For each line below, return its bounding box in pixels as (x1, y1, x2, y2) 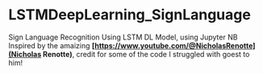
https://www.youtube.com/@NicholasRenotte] (94, 40, 256, 50)
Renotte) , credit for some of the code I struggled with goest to (43, 49, 250, 59)
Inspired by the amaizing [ (8, 40, 95, 50)
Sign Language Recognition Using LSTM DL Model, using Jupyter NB (8, 32, 238, 42)
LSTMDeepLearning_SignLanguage (8, 6, 252, 24)
